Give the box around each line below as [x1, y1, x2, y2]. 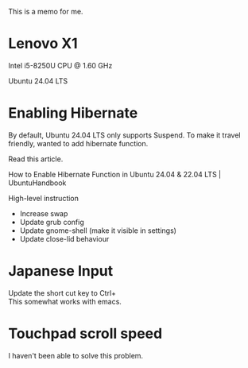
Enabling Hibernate [8, 104, 138, 122]
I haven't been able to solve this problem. [8, 351, 144, 360]
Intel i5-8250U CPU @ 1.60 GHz [8, 60, 113, 70]
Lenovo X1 [8, 35, 78, 52]
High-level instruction [8, 193, 79, 203]
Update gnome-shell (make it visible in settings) [19, 226, 177, 235]
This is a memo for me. [8, 7, 83, 16]
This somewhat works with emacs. [8, 296, 122, 306]
